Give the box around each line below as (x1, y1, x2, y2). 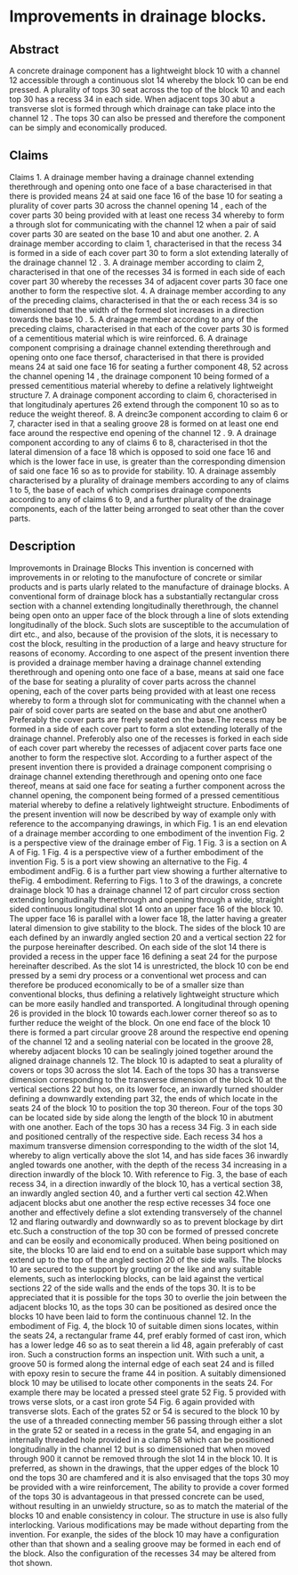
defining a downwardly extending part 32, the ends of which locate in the (9, 1093, 278, 1103)
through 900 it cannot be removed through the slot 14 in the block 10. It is (9, 1453, 278, 1464)
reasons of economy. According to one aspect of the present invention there (9, 647, 290, 658)
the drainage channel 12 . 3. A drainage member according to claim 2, (9, 257, 264, 268)
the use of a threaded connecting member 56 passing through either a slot (9, 1415, 283, 1426)
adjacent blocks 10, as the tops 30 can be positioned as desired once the (9, 1301, 278, 1312)
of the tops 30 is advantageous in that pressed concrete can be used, (9, 1491, 265, 1502)
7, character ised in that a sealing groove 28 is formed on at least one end (9, 417, 278, 429)
